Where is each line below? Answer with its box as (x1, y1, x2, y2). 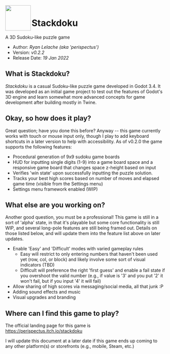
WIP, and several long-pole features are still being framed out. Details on (5, 225, 157, 231)
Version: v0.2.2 (12, 49, 45, 55)
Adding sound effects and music (12, 289, 81, 295)
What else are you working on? (5, 200, 106, 209)
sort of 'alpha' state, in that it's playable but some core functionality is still (5, 220, 160, 226)
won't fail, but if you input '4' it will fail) (20, 278, 101, 284)
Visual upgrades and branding (12, 294, 76, 301)
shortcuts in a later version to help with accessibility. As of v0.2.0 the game (5, 138, 162, 144)
